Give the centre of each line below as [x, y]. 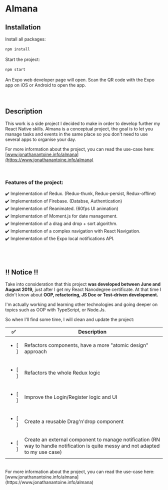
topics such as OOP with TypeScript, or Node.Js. [55, 309]
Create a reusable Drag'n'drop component [74, 421]
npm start [15, 69]
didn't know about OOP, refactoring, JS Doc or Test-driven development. [82, 294]
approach [35, 351]
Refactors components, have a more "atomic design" [86, 345]
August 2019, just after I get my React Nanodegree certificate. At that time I [83, 289]
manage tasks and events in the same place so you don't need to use [76, 134]
